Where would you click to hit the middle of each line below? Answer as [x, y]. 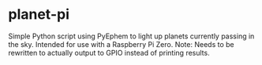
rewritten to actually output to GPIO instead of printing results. [109, 52]
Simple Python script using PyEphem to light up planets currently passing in [131, 36]
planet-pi [39, 14]
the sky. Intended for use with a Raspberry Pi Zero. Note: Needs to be [121, 44]
